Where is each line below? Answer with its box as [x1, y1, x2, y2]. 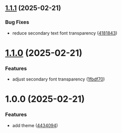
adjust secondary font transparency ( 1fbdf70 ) [12, 76, 105, 82]
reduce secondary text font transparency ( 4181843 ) [12, 30, 118, 36]
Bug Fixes [5, 19, 30, 26]
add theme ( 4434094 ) [12, 122, 58, 128]
